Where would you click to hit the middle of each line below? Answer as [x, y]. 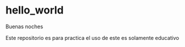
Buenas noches [24, 26]
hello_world [35, 10]
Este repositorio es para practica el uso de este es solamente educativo [92, 38]
